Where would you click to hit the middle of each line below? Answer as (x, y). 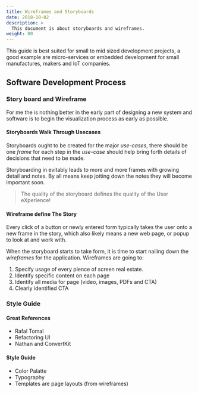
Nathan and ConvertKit (43, 344)
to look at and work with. (37, 240)
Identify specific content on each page (62, 276)
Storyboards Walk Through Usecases (54, 132)
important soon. (26, 182)
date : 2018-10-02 (28, 17)
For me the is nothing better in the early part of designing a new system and (99, 112)
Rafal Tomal (29, 331)
